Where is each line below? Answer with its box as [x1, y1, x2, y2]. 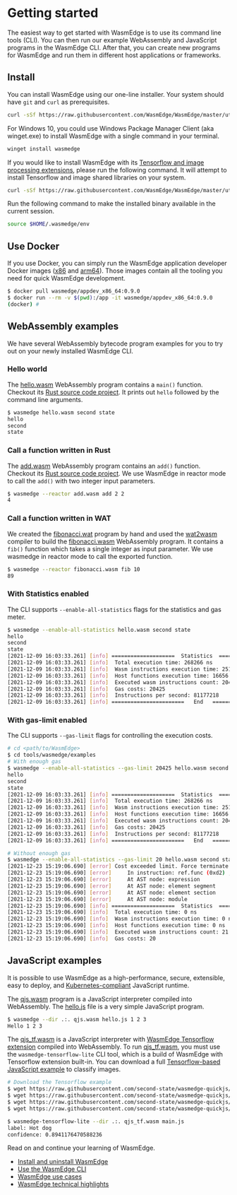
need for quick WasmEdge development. [7, 274, 126, 283]
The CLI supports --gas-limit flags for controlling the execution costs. [7, 731, 213, 740]
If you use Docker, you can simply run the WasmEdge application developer [7, 259, 227, 268]
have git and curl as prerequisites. [7, 98, 110, 106]
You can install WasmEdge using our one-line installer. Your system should [7, 90, 224, 98]
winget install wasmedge [7, 145, 80, 153]
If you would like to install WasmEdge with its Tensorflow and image [7, 158, 205, 167]
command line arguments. [7, 395, 83, 404]
